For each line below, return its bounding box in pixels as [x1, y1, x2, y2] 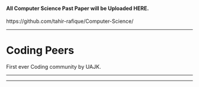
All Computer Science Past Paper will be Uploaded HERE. [6, 5, 149, 12]
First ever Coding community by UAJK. [6, 63, 101, 71]
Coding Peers [6, 44, 75, 57]
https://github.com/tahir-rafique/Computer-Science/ [6, 18, 134, 25]
